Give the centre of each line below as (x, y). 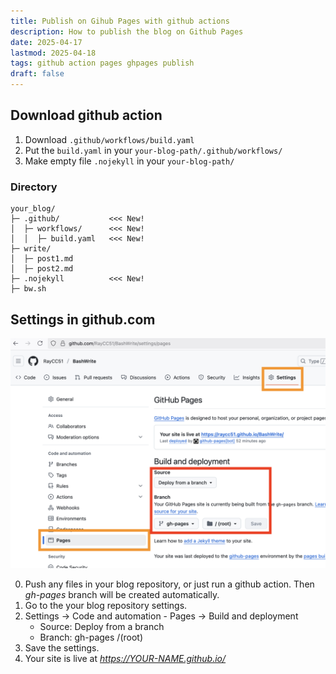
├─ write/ (31, 249)
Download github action (86, 115)
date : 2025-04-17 (46, 42)
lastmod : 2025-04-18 (53, 53)
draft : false (37, 74)
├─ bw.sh (28, 289)
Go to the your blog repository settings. (106, 606)
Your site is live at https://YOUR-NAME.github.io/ (125, 659)
